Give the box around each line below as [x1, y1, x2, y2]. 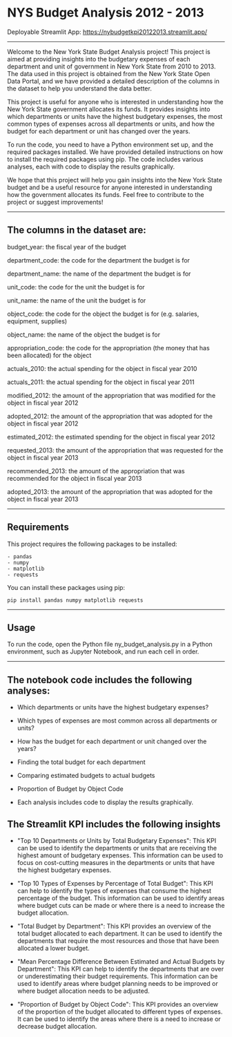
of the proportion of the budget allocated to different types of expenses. [17, 1007, 223, 1016]
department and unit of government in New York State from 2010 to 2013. [7, 62, 216, 70]
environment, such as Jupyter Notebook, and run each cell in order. [7, 647, 200, 656]
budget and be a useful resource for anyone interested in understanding [7, 183, 213, 191]
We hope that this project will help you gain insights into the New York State [7, 175, 222, 184]
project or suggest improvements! [7, 198, 104, 206]
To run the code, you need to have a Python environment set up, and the [7, 140, 214, 149]
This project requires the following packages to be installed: [7, 540, 177, 548]
